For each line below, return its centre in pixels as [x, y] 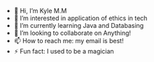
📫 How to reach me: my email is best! [69, 41]
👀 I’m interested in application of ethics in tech [80, 18]
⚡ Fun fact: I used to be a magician [64, 51]
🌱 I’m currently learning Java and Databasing [79, 25]
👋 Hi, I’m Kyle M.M [40, 11]
